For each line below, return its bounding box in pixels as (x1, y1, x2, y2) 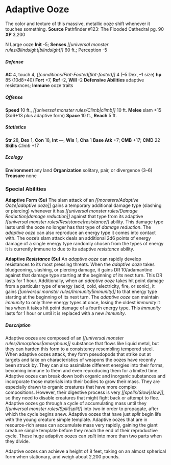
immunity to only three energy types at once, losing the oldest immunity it (5, 300, 160, 306)
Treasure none (5, 173, 37, 179)
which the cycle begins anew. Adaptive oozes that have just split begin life (5, 411, 162, 417)
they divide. (5, 438, 30, 445)
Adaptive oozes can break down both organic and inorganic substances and (5, 373, 166, 379)
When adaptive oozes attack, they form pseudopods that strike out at (5, 351, 151, 357)
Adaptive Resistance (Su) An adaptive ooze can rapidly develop (5, 256, 141, 262)
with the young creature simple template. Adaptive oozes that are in (5, 416, 148, 423)
